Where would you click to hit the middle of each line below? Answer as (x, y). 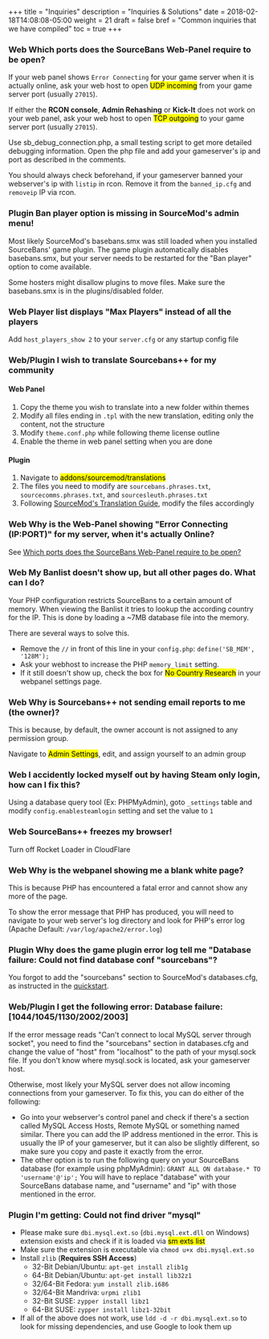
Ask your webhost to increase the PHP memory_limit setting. (119, 664)
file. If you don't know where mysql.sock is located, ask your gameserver (129, 1060)
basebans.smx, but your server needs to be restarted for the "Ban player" (130, 258)
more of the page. (38, 896)
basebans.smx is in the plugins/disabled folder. (86, 291)
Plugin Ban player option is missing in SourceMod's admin (124, 213)
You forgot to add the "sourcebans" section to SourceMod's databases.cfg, (133, 977)
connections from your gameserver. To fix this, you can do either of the (126, 1093)
